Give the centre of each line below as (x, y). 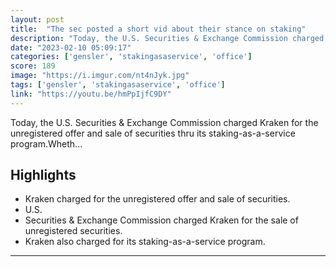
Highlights (43, 175)
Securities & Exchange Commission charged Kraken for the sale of (161, 220)
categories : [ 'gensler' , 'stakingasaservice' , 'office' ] (131, 57)
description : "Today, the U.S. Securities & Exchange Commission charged (167, 38)
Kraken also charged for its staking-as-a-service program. (145, 242)
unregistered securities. (73, 231)
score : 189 (33, 66)
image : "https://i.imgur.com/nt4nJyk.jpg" (100, 76)
